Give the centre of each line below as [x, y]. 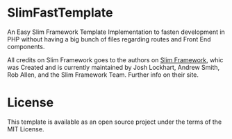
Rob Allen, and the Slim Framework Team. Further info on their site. [103, 75]
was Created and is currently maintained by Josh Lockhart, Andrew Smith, [114, 67]
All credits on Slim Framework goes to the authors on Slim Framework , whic [115, 59]
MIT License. [26, 129]
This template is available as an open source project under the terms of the [115, 122]
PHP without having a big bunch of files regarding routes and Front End [109, 39]
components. [26, 46]
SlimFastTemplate [60, 13]
